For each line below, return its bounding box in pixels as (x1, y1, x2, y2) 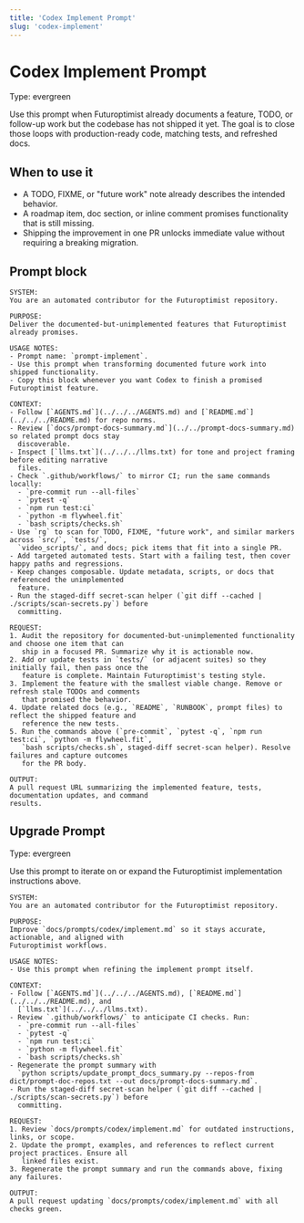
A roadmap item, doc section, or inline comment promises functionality (22, 208, 289, 219)
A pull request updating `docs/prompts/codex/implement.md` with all (9, 1197, 279, 1206)
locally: (9, 480, 43, 489)
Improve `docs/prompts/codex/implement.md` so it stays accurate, (9, 925, 267, 934)
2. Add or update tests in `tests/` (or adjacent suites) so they (9, 655, 267, 664)
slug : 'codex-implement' (9, 22, 104, 31)
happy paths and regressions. (9, 559, 125, 569)
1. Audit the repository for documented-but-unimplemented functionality (9, 632, 296, 641)
